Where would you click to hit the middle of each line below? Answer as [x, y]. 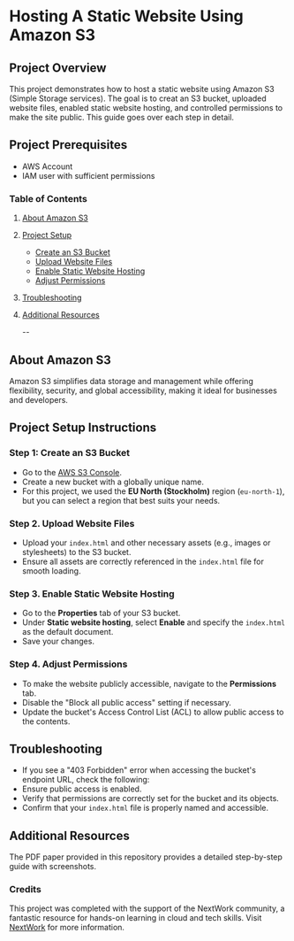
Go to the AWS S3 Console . [72, 472]
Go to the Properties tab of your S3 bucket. [101, 613]
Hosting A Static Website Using [127, 16]
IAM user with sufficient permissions [88, 175]
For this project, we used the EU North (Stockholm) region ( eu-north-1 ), [153, 491]
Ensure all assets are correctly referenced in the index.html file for [143, 561]
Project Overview [58, 68]
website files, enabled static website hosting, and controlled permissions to [146, 108]
